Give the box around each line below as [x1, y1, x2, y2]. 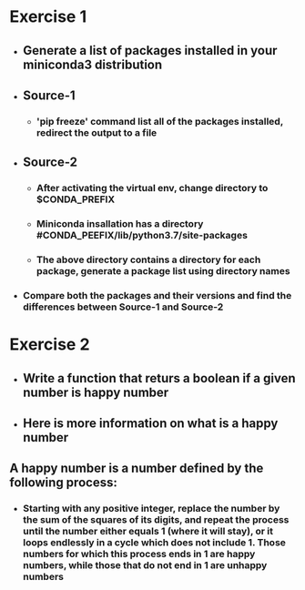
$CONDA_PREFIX [36, 193, 116, 206]
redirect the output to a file [36, 126, 158, 138]
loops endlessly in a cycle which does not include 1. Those [22, 536, 287, 549]
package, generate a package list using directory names [36, 265, 290, 278]
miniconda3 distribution [22, 56, 163, 72]
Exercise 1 [9, 6, 87, 27]
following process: [9, 475, 118, 491]
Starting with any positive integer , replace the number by [22, 503, 280, 515]
